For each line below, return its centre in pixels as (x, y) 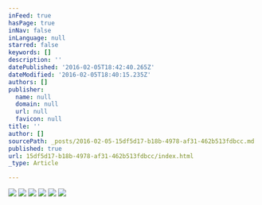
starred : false (33, 45)
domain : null (37, 104)
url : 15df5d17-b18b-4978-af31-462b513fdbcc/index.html (101, 156)
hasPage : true (32, 23)
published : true (35, 149)
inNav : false (30, 30)
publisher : (26, 89)
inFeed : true (30, 15)
